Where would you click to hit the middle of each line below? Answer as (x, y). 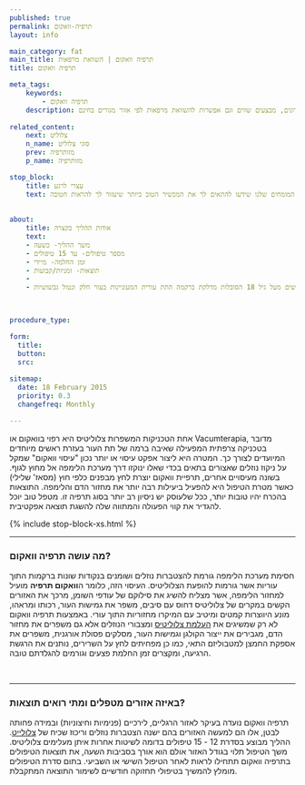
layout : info (34, 35)
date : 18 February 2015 (62, 388)
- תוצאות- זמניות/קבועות (63, 270)
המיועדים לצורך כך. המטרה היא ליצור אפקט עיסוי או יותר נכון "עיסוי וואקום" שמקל (148, 457)
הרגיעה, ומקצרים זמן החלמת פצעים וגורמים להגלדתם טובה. (110, 653)
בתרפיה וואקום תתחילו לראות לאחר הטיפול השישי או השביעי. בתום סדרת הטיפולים (150, 761)
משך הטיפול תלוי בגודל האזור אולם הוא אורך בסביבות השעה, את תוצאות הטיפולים (148, 751)
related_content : (42, 127)
